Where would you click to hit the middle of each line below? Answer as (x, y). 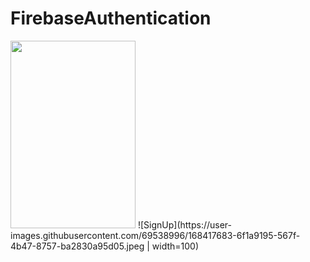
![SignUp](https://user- (185, 224)
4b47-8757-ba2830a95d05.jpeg (77, 246)
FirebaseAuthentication (111, 18)
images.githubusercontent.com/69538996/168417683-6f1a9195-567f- (155, 235)
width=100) (175, 246)
